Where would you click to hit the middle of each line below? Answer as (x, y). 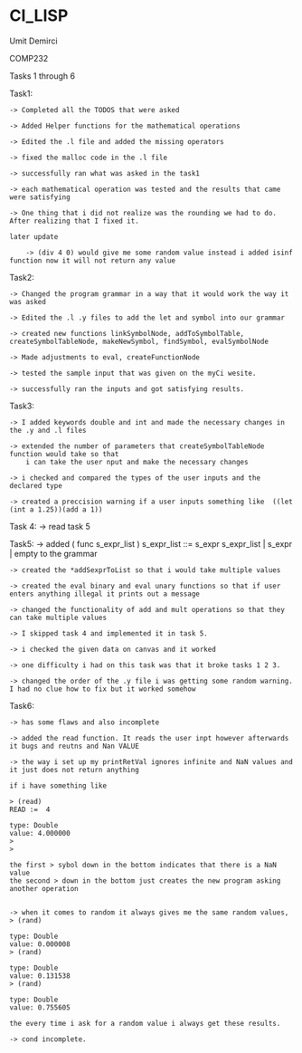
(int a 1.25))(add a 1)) (56, 509)
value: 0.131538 (40, 976)
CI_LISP (39, 16)
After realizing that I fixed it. (75, 221)
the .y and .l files (48, 430)
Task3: (22, 406)
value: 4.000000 (40, 833)
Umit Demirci (33, 41)
